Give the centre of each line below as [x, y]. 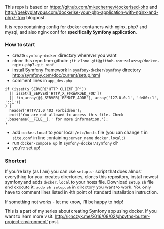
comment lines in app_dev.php [42, 81]
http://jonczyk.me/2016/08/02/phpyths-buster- [102, 216]
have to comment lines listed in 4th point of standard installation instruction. [82, 192]
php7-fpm [15, 17]
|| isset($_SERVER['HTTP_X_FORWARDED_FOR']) [56, 94]
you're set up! [26, 148]
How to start [20, 44]
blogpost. [36, 17]
